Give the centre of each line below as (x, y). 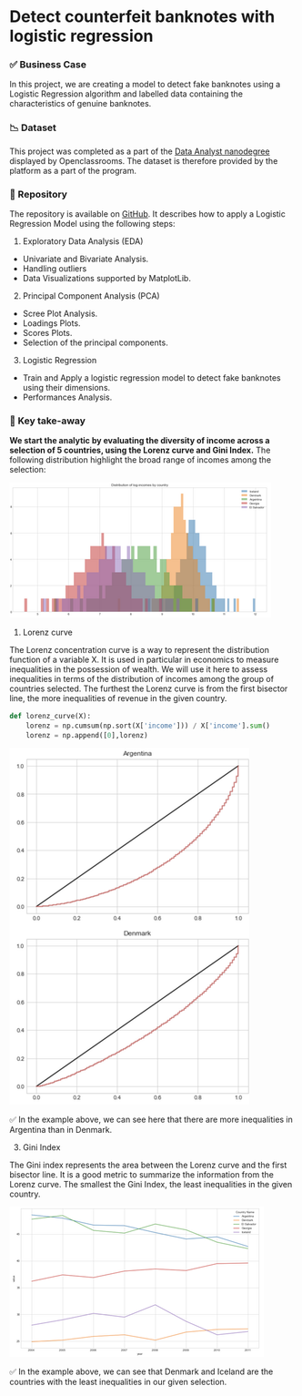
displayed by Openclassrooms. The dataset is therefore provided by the (144, 160)
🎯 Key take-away (48, 421)
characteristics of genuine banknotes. (81, 104)
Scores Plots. (47, 333)
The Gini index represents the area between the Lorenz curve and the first (148, 1165)
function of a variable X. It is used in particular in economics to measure (144, 660)
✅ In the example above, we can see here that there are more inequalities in (151, 1119)
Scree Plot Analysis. (60, 314)
